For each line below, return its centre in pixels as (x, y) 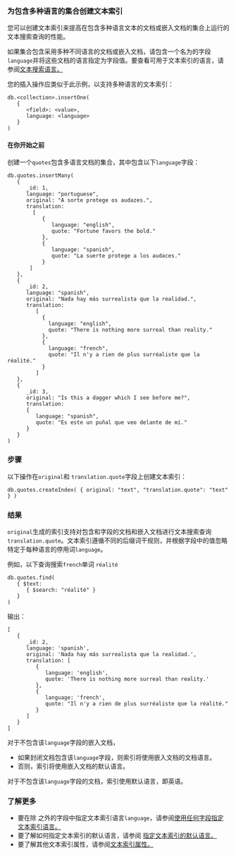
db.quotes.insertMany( (41, 175)
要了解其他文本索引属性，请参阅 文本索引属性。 (85, 844)
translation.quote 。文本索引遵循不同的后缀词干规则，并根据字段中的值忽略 (117, 540)
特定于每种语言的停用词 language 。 (57, 550)
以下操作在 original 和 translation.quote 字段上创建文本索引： (97, 476)
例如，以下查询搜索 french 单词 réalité (63, 564)
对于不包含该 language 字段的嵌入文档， (63, 743)
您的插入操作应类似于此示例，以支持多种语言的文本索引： (91, 84)
